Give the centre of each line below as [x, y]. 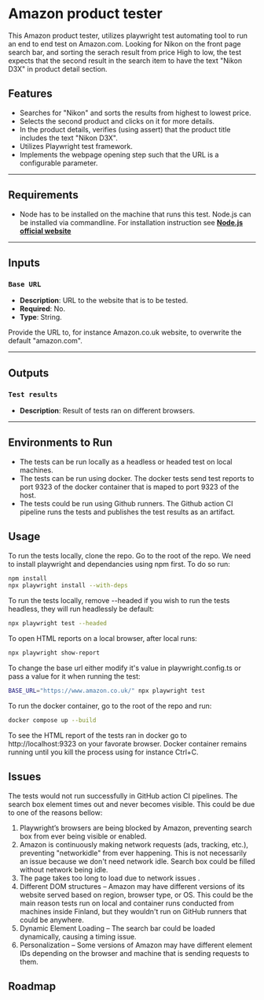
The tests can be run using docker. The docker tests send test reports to [137, 478]
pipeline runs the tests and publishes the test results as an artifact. [127, 512]
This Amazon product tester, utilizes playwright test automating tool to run [128, 35]
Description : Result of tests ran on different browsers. [107, 410]
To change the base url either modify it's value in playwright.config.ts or [125, 668]
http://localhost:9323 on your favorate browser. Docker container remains [128, 743]
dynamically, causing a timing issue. [78, 936]
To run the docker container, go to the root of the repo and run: [110, 706]
